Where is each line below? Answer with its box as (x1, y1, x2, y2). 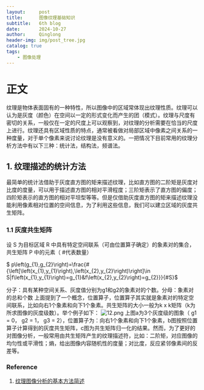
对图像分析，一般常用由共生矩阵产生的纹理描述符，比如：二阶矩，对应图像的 (6, 331, 198, 339)
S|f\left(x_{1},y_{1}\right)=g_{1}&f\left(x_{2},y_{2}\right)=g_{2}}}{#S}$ (6, 274, 178, 281)
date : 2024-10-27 (6, 26, 67, 32)
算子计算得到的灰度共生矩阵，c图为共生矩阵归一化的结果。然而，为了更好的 (6, 324, 195, 331)
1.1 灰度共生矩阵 (6, 226, 53, 235)
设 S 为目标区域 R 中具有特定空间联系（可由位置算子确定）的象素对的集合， (6, 241, 195, 248)
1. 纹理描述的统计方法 (6, 161, 86, 171)
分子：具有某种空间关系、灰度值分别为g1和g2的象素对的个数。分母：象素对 (6, 286, 194, 293)
